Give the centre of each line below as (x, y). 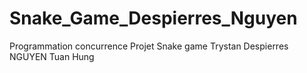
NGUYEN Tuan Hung (52, 56)
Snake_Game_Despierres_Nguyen (153, 18)
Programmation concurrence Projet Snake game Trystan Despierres (149, 46)
